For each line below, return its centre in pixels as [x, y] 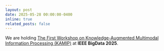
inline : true [19, 19]
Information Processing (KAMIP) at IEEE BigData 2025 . [62, 43]
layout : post [19, 10]
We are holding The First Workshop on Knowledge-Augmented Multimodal [82, 38]
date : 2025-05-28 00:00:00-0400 [39, 14]
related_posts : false [28, 24]
